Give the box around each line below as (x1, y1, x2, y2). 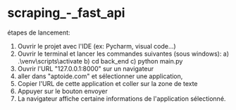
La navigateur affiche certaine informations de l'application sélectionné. (17, 94, 226, 103)
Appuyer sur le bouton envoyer (17, 87, 108, 95)
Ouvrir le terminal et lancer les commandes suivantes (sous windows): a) (17, 49, 230, 58)
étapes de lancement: (7, 28, 70, 37)
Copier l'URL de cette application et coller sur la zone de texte (17, 79, 198, 87)
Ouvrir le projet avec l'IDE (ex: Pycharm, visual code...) (17, 42, 176, 50)
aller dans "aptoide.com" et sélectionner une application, (17, 72, 183, 80)
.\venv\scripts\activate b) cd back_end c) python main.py (17, 56, 183, 65)
